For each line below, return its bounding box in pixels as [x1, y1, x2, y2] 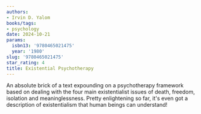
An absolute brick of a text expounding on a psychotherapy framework [6, 82, 184, 89]
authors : [6, 8, 29, 15]
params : [6, 37, 26, 43]
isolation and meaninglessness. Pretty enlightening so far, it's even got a [6, 95, 188, 102]
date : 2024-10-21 [6, 32, 51, 38]
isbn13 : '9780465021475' [12, 43, 75, 49]
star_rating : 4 [6, 59, 45, 65]
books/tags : [6, 20, 37, 26]
